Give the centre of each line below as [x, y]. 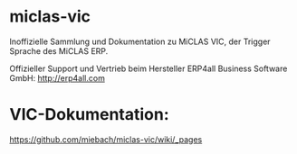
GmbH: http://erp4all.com [57, 77]
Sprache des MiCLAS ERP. [59, 50]
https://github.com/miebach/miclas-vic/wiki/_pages [106, 139]
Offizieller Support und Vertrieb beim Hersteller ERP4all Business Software [148, 68]
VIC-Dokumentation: [89, 115]
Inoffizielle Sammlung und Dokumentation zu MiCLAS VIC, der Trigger [140, 41]
